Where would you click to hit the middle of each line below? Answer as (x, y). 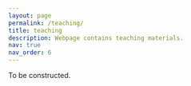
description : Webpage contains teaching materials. (96, 38)
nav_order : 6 (30, 53)
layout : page (30, 16)
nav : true (25, 45)
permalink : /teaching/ (46, 23)
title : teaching (35, 30)
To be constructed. (40, 75)
